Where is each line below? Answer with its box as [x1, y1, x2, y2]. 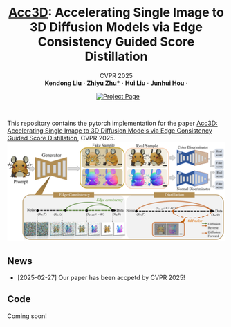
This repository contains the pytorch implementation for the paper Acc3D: [7, 119, 218, 127]
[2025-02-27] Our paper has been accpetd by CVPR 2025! [17, 274, 185, 282]
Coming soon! [7, 312, 47, 320]
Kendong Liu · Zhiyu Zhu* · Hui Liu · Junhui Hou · [44, 79, 188, 87]
